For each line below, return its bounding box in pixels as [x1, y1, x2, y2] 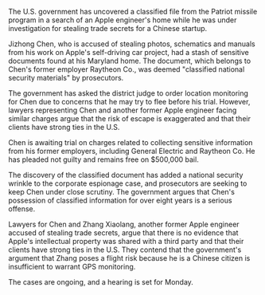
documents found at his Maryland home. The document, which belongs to [8, 56, 251, 65]
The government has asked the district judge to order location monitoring [8, 88, 249, 98]
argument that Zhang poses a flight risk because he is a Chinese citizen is [8, 254, 251, 262]
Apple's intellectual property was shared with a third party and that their [8, 237, 244, 246]
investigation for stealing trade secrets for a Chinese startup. [8, 24, 208, 33]
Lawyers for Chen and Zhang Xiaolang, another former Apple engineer [8, 219, 240, 229]
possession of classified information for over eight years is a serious [8, 195, 232, 205]
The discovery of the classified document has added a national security [8, 171, 244, 179]
